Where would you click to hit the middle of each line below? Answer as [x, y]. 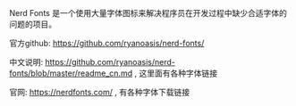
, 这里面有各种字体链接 [175, 73]
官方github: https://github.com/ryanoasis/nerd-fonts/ [107, 43]
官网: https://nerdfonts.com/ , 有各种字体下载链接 [100, 92]
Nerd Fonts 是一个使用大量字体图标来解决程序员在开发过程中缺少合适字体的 [148, 13]
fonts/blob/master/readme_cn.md [71, 73]
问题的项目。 [33, 24]
